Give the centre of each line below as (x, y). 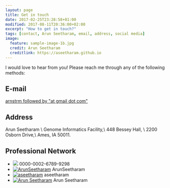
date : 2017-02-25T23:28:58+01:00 (41, 19)
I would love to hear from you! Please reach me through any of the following (85, 67)
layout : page (19, 10)
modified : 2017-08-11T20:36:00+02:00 (45, 24)
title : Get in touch (27, 15)
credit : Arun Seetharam (35, 48)
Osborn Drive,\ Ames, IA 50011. (38, 135)
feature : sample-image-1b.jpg (42, 43)
